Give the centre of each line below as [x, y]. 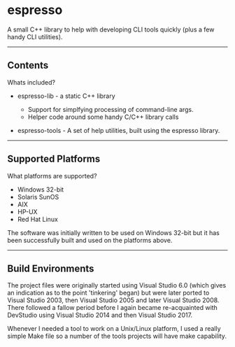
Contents [28, 65]
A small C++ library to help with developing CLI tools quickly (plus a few [111, 29]
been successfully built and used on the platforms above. [90, 240]
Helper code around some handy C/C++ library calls [103, 117]
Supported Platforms [54, 159]
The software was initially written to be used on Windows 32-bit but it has [114, 232]
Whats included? [31, 82]
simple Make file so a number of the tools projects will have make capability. [117, 336]
